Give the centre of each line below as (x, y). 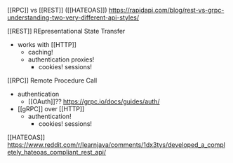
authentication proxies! (61, 59)
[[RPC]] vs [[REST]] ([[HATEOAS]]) (57, 10)
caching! (41, 52)
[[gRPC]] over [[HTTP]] (51, 109)
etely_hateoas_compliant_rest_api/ (57, 152)
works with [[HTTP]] (47, 44)
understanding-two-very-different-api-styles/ (73, 17)
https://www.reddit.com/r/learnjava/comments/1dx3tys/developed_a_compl (116, 145)
